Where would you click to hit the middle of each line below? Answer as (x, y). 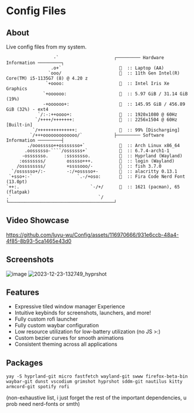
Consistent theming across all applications (66, 344)
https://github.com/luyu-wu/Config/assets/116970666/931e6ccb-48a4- (93, 235)
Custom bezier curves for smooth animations (69, 338)
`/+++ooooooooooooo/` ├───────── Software (97, 135)
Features (23, 293)
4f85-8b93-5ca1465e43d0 (39, 241)
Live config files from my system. (46, 47)
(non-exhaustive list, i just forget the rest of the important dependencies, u (96, 398)
